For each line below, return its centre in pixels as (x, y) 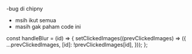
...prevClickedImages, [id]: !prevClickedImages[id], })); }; (77, 45)
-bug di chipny (25, 9)
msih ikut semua (36, 20)
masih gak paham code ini (48, 27)
